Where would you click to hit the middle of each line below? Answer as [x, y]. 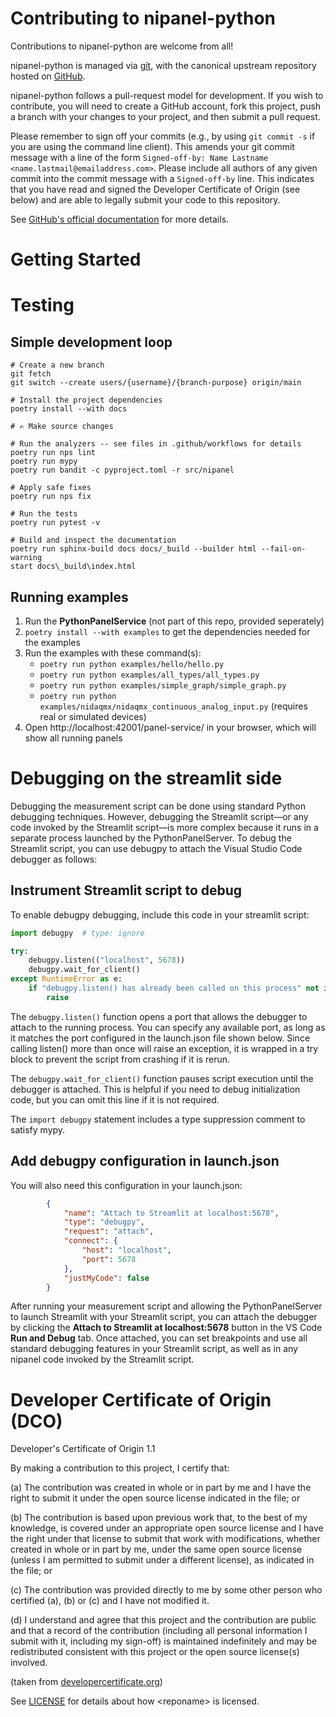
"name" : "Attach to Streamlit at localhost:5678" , [171, 1213]
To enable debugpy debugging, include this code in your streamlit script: [160, 914]
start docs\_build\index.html [73, 567]
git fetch [31, 374]
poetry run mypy [44, 462]
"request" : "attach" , [109, 1232]
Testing [42, 305]
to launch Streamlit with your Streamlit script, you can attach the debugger [164, 1317]
